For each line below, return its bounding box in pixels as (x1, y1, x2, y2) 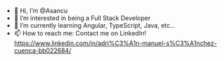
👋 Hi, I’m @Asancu (13, 7, 68, 15)
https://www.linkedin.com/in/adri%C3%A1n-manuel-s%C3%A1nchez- (13, 39, 218, 47)
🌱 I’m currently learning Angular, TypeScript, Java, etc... (13, 21, 176, 29)
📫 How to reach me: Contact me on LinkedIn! (13, 29, 146, 37)
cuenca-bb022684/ (13, 46, 72, 55)
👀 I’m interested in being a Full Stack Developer (13, 14, 151, 22)
